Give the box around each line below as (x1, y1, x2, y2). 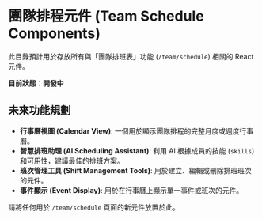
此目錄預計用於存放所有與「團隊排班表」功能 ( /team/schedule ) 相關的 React (8, 51, 254, 61)
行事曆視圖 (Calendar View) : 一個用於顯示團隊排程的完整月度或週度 (19, 126, 240, 135)
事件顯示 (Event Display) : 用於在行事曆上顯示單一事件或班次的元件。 (19, 185, 244, 194)
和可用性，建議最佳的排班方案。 (19, 156, 124, 165)
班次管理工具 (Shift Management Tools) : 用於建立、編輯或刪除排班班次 (19, 165, 252, 175)
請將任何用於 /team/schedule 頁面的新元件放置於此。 (8, 202, 180, 212)
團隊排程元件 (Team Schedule (8, 7, 204, 25)
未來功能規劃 (8, 104, 71, 117)
